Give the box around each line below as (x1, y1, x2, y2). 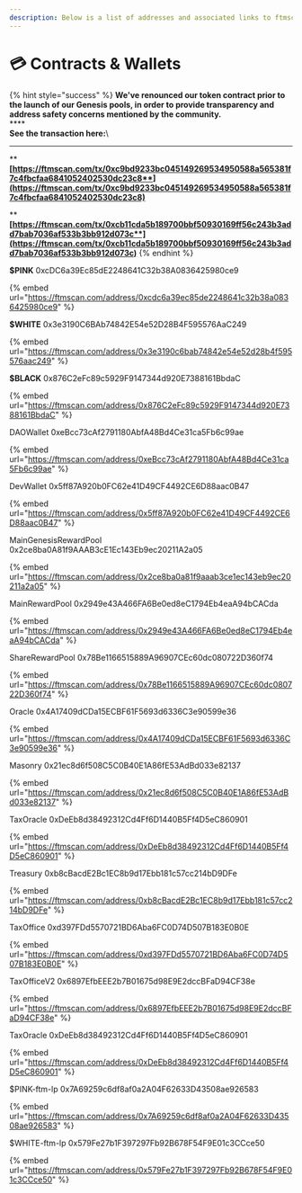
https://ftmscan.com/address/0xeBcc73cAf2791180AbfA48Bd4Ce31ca (27, 453, 289, 464)
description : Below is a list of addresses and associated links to (9, 13, 271, 22)
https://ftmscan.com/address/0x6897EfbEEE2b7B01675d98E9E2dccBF (27, 1002, 292, 1013)
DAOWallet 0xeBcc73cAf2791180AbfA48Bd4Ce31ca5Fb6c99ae (9, 426, 244, 437)
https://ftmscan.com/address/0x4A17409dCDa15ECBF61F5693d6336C (27, 733, 291, 743)
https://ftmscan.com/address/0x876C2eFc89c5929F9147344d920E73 (27, 399, 290, 410)
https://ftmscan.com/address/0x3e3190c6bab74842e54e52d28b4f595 (27, 345, 293, 356)
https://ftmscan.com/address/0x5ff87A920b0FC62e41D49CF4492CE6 (27, 507, 290, 518)
